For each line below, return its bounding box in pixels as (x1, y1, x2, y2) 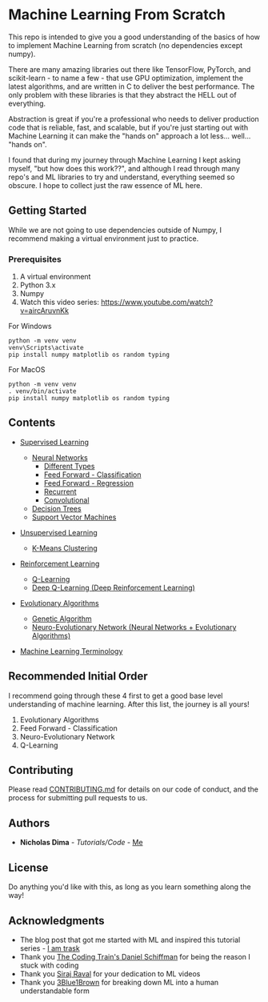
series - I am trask (19, 943, 80, 953)
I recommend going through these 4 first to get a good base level (8, 691, 223, 700)
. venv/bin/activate (8, 387, 78, 395)
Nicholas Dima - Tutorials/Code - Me (19, 838, 143, 848)
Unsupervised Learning (19, 527, 98, 537)
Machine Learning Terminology (19, 646, 123, 655)
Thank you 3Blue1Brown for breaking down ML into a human (19, 977, 219, 987)
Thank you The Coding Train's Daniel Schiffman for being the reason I (19, 952, 250, 961)
